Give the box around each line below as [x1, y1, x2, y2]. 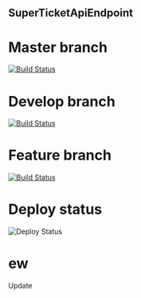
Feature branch [8, 146, 112, 164]
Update [8, 281, 33, 291]
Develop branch [8, 92, 116, 110]
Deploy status [8, 200, 102, 219]
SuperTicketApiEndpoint [8, 6, 134, 20]
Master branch [8, 38, 108, 56]
